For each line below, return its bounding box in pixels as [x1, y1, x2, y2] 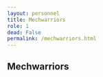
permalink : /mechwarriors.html [7, 35, 97, 42]
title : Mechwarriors [7, 16, 67, 23]
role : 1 [7, 22, 30, 29]
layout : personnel [7, 10, 60, 17]
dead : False [7, 29, 41, 36]
